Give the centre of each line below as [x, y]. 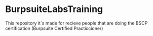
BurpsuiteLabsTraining [54, 9]
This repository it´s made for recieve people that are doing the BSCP [76, 23]
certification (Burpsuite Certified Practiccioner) [54, 28]
